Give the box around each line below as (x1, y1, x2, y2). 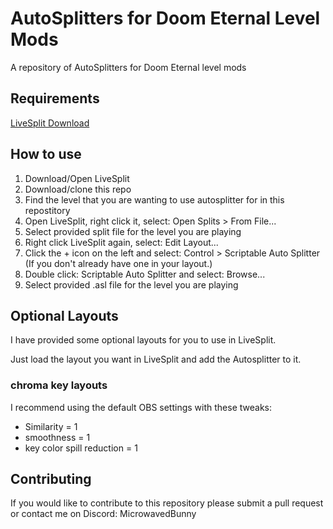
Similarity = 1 (24, 420, 78, 432)
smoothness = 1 (24, 431, 91, 443)
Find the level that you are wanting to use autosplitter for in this (24, 193, 285, 206)
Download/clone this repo (24, 183, 132, 195)
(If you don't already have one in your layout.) (24, 257, 213, 269)
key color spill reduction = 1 (24, 442, 138, 454)
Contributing (10, 471, 92, 488)
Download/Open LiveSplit (24, 172, 130, 184)
